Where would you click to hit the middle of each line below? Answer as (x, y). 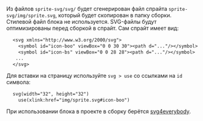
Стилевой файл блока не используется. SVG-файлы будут (81, 22)
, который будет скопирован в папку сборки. (113, 15)
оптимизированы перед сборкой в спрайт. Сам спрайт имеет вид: (93, 28)
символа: (19, 82)
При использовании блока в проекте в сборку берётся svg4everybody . (99, 111)
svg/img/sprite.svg (31, 16)
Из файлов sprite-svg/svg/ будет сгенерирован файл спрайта (87, 9)
